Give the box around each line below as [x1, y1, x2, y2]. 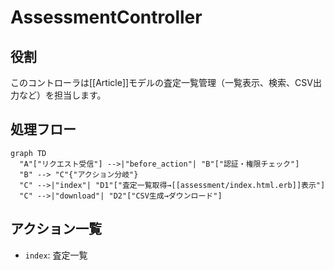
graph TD [10, 148, 47, 158]
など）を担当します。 [18, 89, 107, 101]
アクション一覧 [10, 221, 102, 238]
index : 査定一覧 [24, 249, 88, 261]
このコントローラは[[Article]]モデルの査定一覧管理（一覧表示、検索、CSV [10, 77, 313, 88]
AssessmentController [10, 6, 203, 29]
